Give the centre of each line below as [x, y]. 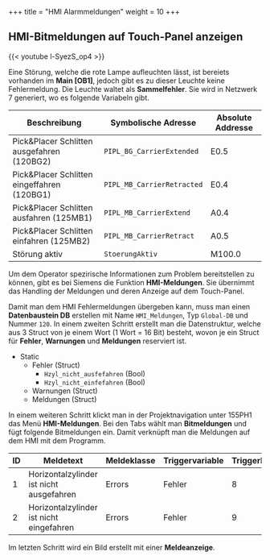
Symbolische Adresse [153, 122]
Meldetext [63, 460]
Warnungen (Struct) [65, 391]
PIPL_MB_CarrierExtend [147, 212]
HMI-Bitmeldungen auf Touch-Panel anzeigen [126, 37]
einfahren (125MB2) [51, 241]
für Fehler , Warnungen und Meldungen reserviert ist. [98, 341]
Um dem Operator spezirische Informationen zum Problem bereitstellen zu [131, 274]
